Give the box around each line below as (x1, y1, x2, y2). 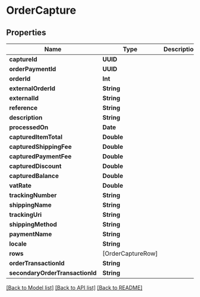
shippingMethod (9, 221, 58, 228)
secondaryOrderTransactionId (9, 269, 97, 277)
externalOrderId (9, 84, 55, 93)
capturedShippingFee (9, 143, 72, 151)
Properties (6, 27, 46, 38)
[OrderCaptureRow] (102, 249, 158, 258)
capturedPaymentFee (9, 152, 72, 160)
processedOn (9, 123, 49, 131)
